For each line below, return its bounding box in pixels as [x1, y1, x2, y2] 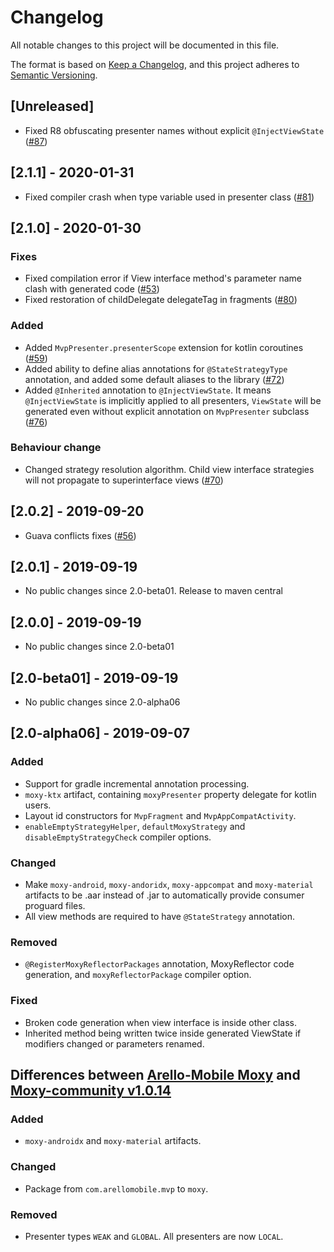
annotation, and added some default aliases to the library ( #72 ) [24, 373, 285, 385]
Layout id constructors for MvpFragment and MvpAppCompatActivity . [24, 809, 297, 821]
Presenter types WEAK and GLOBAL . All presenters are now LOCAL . [24, 1230, 284, 1242]
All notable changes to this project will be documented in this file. [10, 39, 280, 51]
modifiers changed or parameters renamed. [24, 1037, 205, 1050]
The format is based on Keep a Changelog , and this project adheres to [10, 58, 300, 70]
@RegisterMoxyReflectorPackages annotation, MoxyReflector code [24, 958, 295, 970]
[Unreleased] [10, 98, 95, 115]
